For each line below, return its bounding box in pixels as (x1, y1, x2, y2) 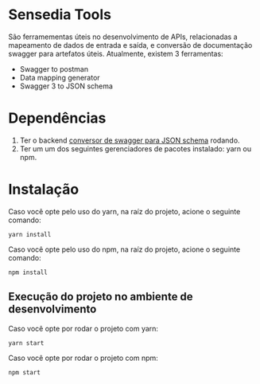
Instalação (8, 181, 80, 198)
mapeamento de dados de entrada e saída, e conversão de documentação (8, 40, 253, 49)
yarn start (8, 339, 45, 347)
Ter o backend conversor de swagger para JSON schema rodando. (19, 135, 240, 145)
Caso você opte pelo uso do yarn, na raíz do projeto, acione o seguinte (8, 206, 241, 216)
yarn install (8, 230, 52, 238)
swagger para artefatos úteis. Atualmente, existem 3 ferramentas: (8, 49, 224, 58)
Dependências (8, 109, 107, 127)
